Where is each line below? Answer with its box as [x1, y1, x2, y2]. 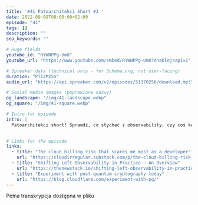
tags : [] [6, 25, 28, 31]
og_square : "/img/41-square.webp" [6, 100, 91, 106]
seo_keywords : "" [6, 36, 49, 42]
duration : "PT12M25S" [6, 73, 60, 79]
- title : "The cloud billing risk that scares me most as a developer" [11, 149, 192, 155]
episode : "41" [6, 19, 41, 25]
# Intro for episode [6, 111, 57, 117]
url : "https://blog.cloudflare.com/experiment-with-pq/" [16, 176, 160, 182]
